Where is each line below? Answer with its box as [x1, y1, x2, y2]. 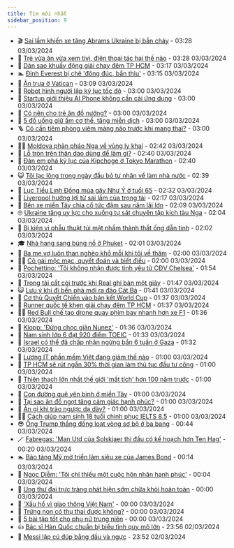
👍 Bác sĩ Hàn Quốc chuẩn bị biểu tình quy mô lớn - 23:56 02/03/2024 [17, 522, 220, 531]
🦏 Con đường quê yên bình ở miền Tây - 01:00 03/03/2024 [17, 390, 187, 398]
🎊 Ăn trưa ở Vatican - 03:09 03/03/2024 [17, 79, 133, 87]
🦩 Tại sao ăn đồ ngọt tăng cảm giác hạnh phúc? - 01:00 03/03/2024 [17, 397, 213, 406]
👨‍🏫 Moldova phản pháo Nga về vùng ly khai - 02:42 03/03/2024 [17, 141, 203, 150]
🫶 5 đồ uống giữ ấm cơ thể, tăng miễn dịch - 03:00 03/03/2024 [17, 116, 200, 124]
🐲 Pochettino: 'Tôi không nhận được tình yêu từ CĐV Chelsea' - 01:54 [17, 263, 217, 272]
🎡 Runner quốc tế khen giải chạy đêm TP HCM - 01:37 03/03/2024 [17, 301, 210, 309]
